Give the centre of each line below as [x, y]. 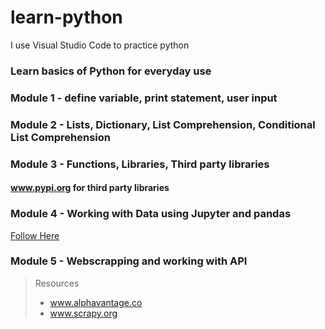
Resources [57, 283]
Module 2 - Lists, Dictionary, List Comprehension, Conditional [163, 124]
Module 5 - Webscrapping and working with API [129, 261]
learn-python [66, 17]
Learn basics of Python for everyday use [111, 71]
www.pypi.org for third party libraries [90, 188]
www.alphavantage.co [96, 302]
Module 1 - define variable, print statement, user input [144, 98]
